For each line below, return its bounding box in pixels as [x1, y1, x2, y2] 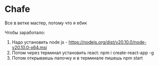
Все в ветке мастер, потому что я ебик [4, 20, 87, 26]
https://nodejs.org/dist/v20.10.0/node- [68, 39, 147, 45]
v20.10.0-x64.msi [11, 44, 48, 50]
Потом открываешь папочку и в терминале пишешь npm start [11, 55, 143, 61]
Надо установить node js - [11, 39, 68, 45]
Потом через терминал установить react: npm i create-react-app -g [11, 50, 154, 56]
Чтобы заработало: [4, 29, 46, 35]
